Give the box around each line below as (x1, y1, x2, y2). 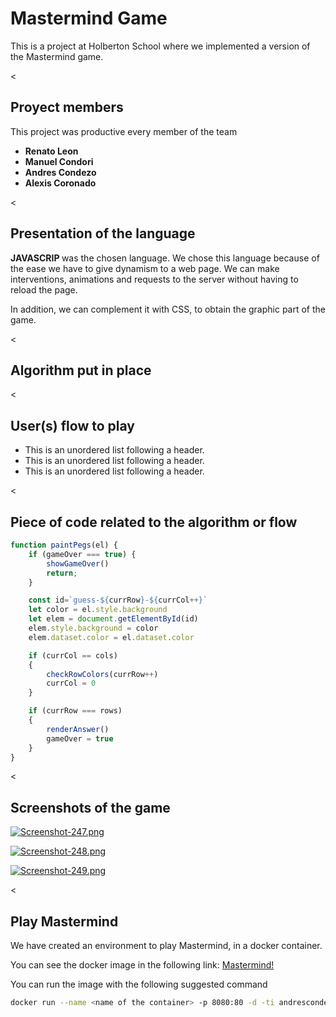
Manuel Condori (24, 155, 94, 167)
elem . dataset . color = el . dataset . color (28, 632, 195, 642)
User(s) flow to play (10, 417, 135, 434)
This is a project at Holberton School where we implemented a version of (10, 40, 311, 52)
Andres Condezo (24, 166, 97, 178)
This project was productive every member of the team (10, 125, 238, 137)
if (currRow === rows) (28, 706, 123, 716)
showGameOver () (46, 558, 110, 569)
